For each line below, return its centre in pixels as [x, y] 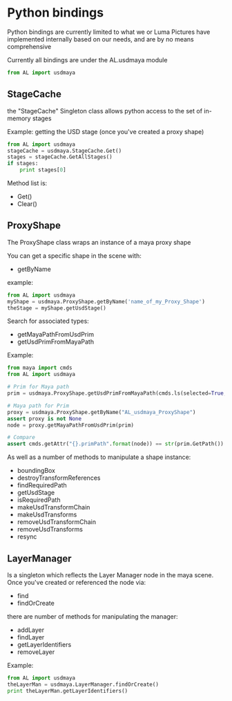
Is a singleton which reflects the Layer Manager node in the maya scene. [110, 575]
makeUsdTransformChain [54, 507]
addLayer [31, 630]
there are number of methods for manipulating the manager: [93, 616]
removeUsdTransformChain [57, 522]
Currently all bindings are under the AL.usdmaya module [87, 59]
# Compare [21, 438]
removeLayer [36, 652]
